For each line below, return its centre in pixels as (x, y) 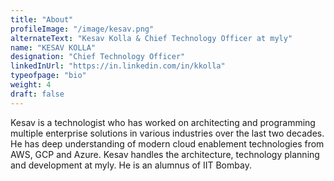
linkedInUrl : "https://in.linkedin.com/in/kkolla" (118, 66)
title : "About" (42, 19)
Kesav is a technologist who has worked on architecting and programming (163, 122)
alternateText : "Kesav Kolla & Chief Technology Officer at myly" (151, 38)
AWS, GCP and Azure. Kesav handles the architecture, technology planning (165, 154)
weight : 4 (31, 85)
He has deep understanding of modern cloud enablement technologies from (167, 143)
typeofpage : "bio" (48, 76)
